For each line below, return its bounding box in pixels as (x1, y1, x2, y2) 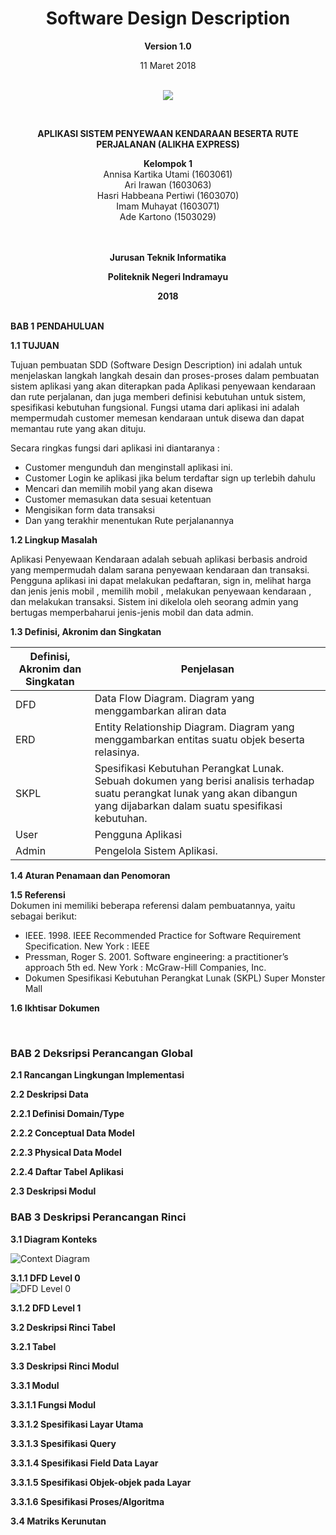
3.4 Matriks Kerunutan (10, 1515, 107, 1527)
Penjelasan (180, 662, 235, 676)
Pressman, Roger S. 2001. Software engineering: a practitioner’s (24, 950, 289, 962)
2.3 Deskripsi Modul (10, 1185, 97, 1197)
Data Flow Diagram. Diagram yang (94, 691, 255, 705)
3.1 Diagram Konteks (10, 1233, 98, 1245)
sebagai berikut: (10, 910, 78, 922)
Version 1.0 (144, 40, 192, 52)
